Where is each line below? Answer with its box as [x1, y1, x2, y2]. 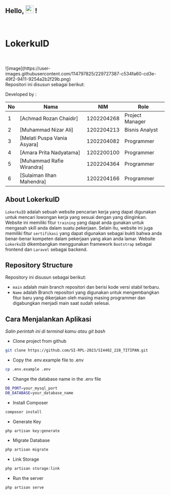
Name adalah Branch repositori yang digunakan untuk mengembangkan [12, 289, 159, 296]
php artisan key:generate [5, 428, 60, 433]
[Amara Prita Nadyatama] [20, 149, 80, 156]
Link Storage [12, 456, 39, 463]
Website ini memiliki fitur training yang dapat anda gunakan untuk [5, 219, 144, 226]
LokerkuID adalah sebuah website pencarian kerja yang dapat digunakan [5, 208, 156, 215]
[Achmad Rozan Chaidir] [20, 115, 78, 122]
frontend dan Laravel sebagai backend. [5, 246, 88, 252]
